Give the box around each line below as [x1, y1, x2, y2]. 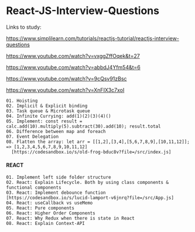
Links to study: [6, 23, 42, 30]
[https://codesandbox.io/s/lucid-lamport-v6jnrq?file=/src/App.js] [6, 195, 175, 201]
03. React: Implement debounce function [6, 190, 107, 196]
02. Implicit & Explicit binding [6, 103, 88, 109]
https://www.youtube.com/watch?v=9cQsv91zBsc [6, 75, 127, 82]
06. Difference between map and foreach [6, 128, 107, 134]
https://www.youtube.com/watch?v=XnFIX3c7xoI [6, 86, 125, 93]
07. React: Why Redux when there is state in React [6, 216, 135, 221]
